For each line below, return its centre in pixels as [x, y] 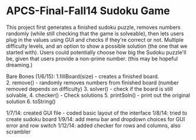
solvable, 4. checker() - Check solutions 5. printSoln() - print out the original [98, 95]
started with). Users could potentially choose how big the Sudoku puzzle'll [96, 52]
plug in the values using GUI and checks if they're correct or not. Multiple [95, 40]
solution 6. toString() [31, 101]
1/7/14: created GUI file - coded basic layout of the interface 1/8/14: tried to [97, 113]
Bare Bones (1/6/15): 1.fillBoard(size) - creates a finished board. [83, 76]
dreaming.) [19, 65]
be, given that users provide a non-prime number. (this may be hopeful [92, 58]
